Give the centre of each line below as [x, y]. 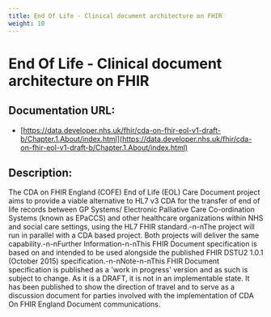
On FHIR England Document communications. [85, 304]
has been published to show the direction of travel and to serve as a [122, 287]
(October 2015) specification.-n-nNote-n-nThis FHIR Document [114, 261]
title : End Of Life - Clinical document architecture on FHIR [115, 16]
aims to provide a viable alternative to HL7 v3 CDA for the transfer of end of [134, 201]
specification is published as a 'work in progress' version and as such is [128, 270]
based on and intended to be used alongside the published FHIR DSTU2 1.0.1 [136, 253]
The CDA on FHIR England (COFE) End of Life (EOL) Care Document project [134, 192]
